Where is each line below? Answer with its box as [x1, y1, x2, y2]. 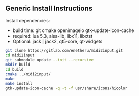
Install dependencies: [5, 17, 50, 23]
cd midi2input [5, 53, 35, 58]
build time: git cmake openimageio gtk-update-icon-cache [12, 27, 134, 34]
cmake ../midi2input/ [5, 72, 51, 77]
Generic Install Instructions [5, 4, 93, 13]
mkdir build [5, 62, 30, 68]
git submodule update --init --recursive [5, 57, 94, 62]
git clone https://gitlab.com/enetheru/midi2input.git [5, 48, 123, 53]
